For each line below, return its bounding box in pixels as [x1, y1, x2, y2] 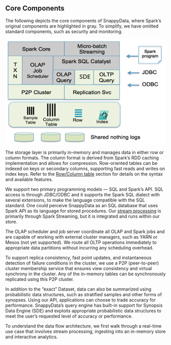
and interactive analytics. [5, 334, 58, 340]
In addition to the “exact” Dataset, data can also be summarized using [5, 286, 152, 292]
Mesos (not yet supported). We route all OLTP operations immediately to [5, 239, 157, 246]
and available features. [5, 177, 53, 183]
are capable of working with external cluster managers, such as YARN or [5, 234, 158, 240]
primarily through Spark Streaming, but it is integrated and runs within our [5, 213, 160, 219]
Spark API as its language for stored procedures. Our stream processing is [5, 208, 161, 214]
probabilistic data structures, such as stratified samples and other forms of [5, 292, 162, 298]
